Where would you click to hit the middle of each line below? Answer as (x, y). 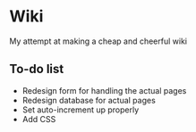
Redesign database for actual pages (89, 100)
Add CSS (39, 119)
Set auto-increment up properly (81, 110)
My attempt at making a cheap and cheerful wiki (98, 41)
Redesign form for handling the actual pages (104, 90)
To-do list (37, 69)
